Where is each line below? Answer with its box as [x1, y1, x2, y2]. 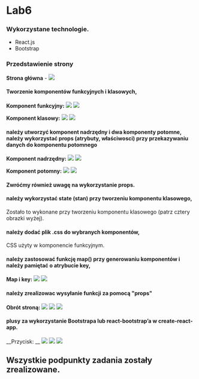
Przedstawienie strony [6, 60, 74, 68]
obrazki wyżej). [6, 214, 44, 222]
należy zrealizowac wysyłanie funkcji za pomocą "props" [6, 289, 153, 297]
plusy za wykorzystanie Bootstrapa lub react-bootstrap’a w [6, 317, 158, 324]
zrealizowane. [6, 365, 61, 375]
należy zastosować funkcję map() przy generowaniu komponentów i [6, 255, 180, 263]
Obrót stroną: [6, 303, 41, 311]
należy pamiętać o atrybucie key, [6, 261, 91, 269]
